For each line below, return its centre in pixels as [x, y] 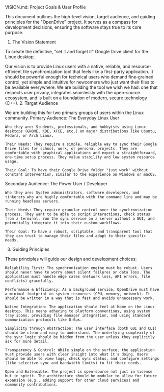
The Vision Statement [34, 42]
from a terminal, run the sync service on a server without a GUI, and [80, 219]
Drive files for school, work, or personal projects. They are [71, 149]
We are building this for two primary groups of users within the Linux [74, 113]
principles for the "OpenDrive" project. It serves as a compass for [71, 22]
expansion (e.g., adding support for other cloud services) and [72, 380]
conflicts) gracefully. [29, 281]
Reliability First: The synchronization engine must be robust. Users [79, 268]
